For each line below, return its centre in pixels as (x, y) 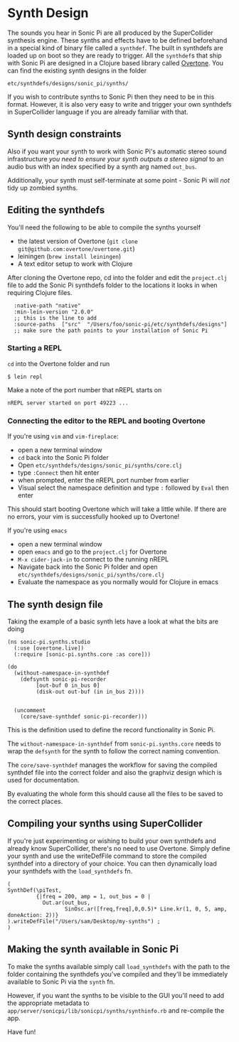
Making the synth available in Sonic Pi (93, 949)
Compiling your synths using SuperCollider (105, 823)
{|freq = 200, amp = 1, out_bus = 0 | (94, 896)
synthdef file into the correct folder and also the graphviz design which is (115, 772)
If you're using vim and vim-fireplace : (63, 436)
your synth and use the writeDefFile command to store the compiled (107, 856)
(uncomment (30, 710)
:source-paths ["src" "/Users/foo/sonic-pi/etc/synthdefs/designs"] (121, 324)
